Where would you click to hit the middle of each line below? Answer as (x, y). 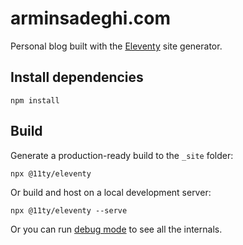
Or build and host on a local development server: (111, 192)
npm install (35, 100)
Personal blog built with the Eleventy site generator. (116, 46)
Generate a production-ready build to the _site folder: (122, 155)
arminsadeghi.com (90, 18)
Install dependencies (77, 77)
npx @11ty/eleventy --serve (69, 210)
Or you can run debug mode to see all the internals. (116, 229)
